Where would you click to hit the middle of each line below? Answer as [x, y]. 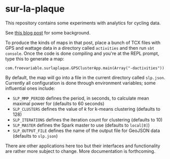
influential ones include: [30, 88]
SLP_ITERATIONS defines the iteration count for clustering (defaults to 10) [88, 119]
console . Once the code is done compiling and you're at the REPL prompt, [82, 53]
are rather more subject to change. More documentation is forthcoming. [80, 151]
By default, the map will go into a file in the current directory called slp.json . [85, 77]
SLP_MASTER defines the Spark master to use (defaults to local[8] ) [81, 125]
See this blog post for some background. [48, 33]
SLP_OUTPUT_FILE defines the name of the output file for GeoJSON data [86, 131]
